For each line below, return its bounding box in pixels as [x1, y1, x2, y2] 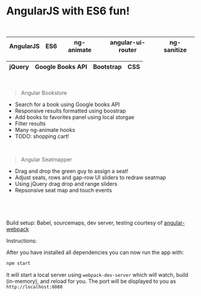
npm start [6, 261, 31, 267]
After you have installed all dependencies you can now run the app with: [6, 249, 184, 256]
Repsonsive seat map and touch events [14, 186, 112, 194]
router [118, 46, 137, 54]
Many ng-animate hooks [14, 126, 75, 133]
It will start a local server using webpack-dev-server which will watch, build [6, 271, 188, 278]
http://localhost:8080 [6, 284, 63, 290]
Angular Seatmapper [20, 156, 72, 163]
